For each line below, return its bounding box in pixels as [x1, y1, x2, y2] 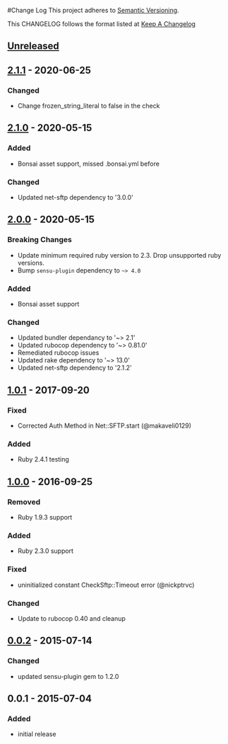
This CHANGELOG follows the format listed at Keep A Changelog [7, 20, 196, 28]
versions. [17, 258, 44, 267]
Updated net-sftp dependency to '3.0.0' [17, 193, 134, 202]
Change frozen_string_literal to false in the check [17, 102, 160, 110]
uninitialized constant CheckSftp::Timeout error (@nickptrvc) [17, 580, 195, 589]
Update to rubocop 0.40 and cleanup [17, 614, 126, 622]
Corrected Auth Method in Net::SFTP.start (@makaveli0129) [17, 421, 192, 430]
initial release [17, 730, 56, 738]
